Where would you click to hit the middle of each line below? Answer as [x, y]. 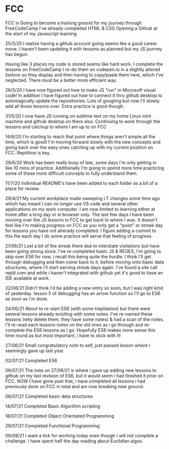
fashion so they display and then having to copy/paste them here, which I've [84, 74]
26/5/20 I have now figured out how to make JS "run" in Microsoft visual [80, 90]
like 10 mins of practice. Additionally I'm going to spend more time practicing [85, 168]
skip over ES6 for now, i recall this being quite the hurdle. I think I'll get [78, 256]
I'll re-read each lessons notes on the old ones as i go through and [74, 324]
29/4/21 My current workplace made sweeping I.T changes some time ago [83, 198]
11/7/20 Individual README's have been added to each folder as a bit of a [81, 183]
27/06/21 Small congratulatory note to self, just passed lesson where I [78, 345]
